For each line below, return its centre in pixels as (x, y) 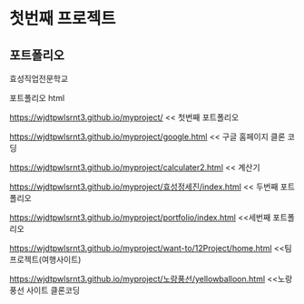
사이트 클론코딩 (53, 290)
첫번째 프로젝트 (63, 19)
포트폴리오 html (37, 98)
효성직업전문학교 (39, 79)
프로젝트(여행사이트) (45, 259)
